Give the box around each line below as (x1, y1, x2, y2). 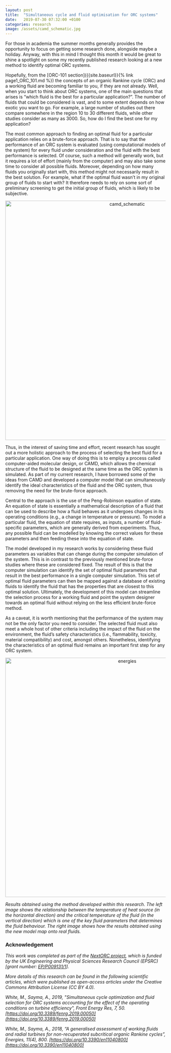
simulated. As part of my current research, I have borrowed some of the (5, 471, 156, 477)
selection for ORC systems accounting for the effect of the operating (5, 999, 150, 1006)
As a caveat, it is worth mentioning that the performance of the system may (5, 615, 164, 621)
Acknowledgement (5, 941, 53, 948)
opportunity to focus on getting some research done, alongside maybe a (5, 46, 157, 52)
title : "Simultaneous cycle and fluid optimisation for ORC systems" (5, 12, 158, 17)
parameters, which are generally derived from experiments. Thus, (23, 524, 161, 531)
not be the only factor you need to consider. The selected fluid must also (5, 620, 158, 627)
